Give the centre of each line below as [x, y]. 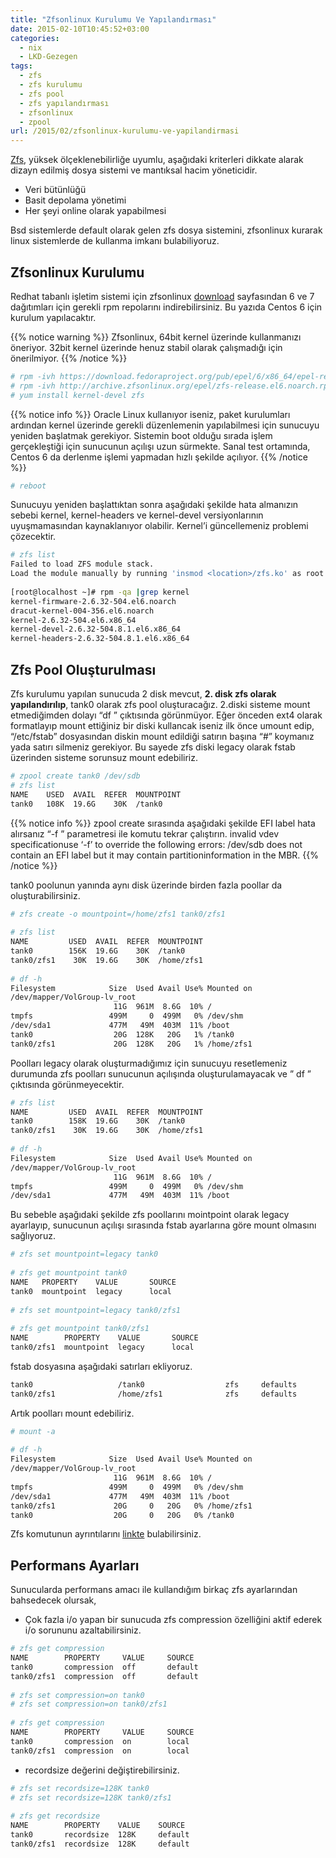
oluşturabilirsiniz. [45, 895]
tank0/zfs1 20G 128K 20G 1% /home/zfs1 [131, 1044]
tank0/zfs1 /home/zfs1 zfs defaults [154, 1394]
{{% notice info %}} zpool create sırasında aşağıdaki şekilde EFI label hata [163, 823]
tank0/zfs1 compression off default [104, 1676]
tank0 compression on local [100, 1741]
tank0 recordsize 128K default [100, 1835]
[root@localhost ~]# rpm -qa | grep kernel [100, 592]
